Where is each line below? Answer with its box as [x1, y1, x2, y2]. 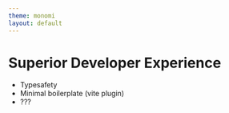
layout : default [8, 19, 62, 27]
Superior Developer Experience [8, 54, 222, 72]
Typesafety [19, 80, 58, 90]
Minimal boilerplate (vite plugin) [19, 89, 125, 99]
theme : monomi [8, 11, 56, 20]
